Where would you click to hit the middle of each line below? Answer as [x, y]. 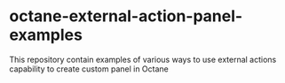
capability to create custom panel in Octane [89, 69]
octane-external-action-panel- [126, 16]
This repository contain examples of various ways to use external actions [143, 59]
